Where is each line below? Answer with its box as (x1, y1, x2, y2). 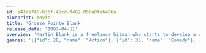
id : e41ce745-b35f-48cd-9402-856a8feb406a (6, 9, 116, 15)
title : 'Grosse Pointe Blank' (6, 20, 84, 26)
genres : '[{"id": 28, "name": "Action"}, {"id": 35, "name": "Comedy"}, (6, 37, 196, 43)
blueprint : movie (6, 15, 51, 21)
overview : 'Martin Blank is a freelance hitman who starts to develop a (6, 32, 196, 38)
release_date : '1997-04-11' (6, 26, 78, 32)
